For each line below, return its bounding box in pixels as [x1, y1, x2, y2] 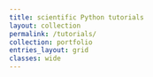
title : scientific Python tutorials [9, 12, 144, 22]
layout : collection [9, 21, 81, 30]
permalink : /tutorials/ [9, 29, 97, 38]
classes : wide [9, 54, 62, 63]
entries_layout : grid [9, 46, 89, 55]
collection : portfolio [9, 37, 93, 47]
